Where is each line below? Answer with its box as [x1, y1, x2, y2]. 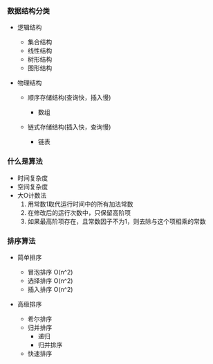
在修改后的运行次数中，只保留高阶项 [27, 208, 131, 216]
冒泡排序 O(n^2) [27, 268, 73, 276]
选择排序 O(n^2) [27, 276, 73, 285]
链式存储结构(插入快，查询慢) [27, 123, 111, 131]
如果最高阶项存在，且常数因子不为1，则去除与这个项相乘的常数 [27, 217, 206, 225]
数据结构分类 [7, 6, 50, 15]
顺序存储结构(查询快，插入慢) [27, 94, 111, 102]
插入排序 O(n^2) [27, 285, 73, 293]
